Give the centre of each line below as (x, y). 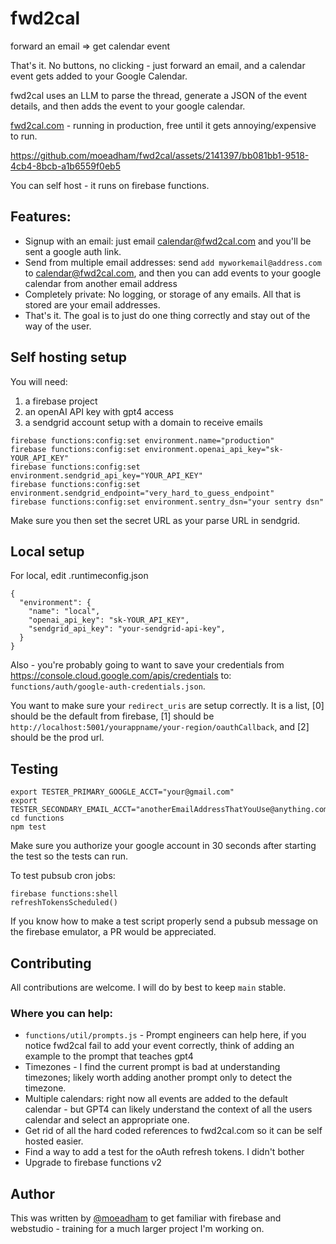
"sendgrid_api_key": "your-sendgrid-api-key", (127, 629)
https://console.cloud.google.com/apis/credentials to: (121, 676)
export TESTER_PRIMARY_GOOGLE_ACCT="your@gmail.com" (122, 792)
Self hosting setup (68, 357)
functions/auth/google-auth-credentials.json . (108, 686)
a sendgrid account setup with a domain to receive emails (143, 422)
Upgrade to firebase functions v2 (93, 1163)
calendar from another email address (101, 283)
